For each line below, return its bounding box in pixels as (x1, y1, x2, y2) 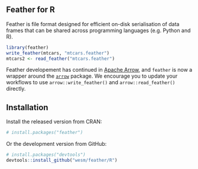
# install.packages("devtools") (6, 152, 86, 158)
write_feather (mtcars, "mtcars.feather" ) (6, 50, 110, 56)
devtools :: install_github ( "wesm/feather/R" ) (6, 157, 118, 163)
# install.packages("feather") (6, 130, 83, 136)
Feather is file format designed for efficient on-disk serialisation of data (6, 20, 180, 27)
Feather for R (6, 5, 55, 15)
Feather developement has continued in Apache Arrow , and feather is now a (6, 66, 193, 74)
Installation (6, 102, 48, 112)
